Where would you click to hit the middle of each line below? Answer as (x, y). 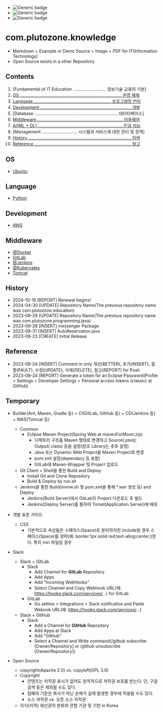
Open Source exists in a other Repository (54, 61)
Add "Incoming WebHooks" (62, 582)
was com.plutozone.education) (43, 310)
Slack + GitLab (34, 562)
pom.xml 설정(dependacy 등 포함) (67, 458)
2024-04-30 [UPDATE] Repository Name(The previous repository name (84, 305)
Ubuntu (20, 171)
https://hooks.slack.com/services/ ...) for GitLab (81, 594)
